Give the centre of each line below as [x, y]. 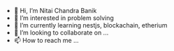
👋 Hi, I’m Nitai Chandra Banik [55, 11]
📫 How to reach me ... [46, 40]
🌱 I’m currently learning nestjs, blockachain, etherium [90, 25]
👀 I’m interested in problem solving [64, 18]
